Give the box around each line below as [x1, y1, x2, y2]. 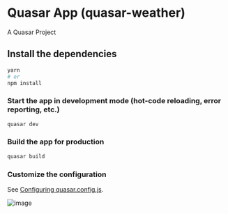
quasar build [7, 153, 45, 160]
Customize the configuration [7, 169, 107, 179]
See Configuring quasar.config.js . [7, 185, 104, 194]
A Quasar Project [7, 28, 56, 36]
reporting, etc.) [7, 105, 60, 114]
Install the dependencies [7, 48, 117, 60]
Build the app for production [7, 137, 105, 147]
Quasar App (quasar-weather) [7, 5, 186, 21]
